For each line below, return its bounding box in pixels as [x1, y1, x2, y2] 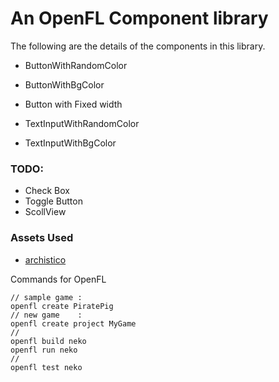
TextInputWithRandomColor [24, 117, 140, 129]
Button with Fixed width [24, 98, 123, 110]
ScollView [24, 206, 67, 218]
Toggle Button [24, 195, 83, 207]
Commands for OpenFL [10, 273, 107, 285]
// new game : [10, 310, 83, 320]
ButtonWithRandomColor [24, 59, 128, 71]
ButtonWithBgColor [24, 78, 105, 91]
